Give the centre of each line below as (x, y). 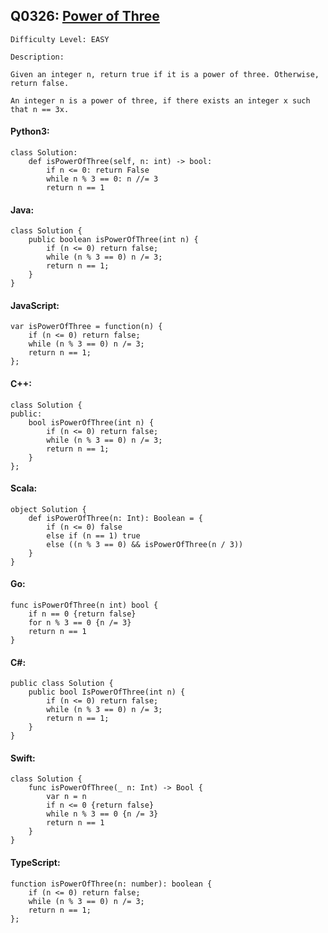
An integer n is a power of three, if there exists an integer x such (160, 100)
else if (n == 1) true (93, 535)
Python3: (30, 131)
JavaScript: (35, 305)
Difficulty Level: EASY (60, 39)
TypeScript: (35, 863)
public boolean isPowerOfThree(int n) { (113, 240)
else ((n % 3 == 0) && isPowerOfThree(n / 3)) (145, 544)
